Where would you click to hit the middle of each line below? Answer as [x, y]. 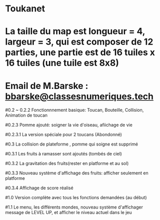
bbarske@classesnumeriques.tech [80, 96]
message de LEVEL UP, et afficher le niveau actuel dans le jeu [69, 213]
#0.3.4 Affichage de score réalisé [39, 188]
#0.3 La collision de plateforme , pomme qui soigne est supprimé [72, 144]
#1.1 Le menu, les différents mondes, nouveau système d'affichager [74, 207]
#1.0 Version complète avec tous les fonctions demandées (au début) [76, 198]
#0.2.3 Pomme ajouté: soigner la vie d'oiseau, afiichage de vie [69, 125]
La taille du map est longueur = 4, [75, 32]
